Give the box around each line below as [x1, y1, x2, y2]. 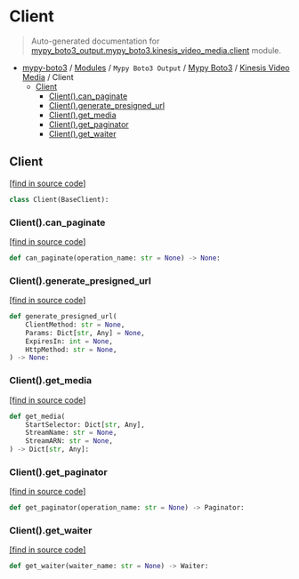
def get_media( [9, 412, 66, 421]
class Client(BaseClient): [9, 195, 109, 204]
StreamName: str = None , [25, 429, 117, 438]
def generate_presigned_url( [9, 312, 117, 321]
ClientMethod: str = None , [25, 320, 125, 329]
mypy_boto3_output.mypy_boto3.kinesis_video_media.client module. [30, 44, 282, 55]
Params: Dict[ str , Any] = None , [25, 328, 145, 337]
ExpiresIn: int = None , [25, 336, 114, 346]
